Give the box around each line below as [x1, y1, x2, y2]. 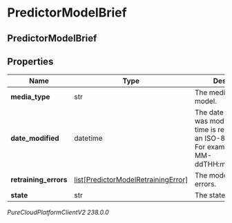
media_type [10, 92, 50, 101]
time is [194, 125, 216, 135]
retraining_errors [10, 175, 68, 184]
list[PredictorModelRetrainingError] [74, 175, 188, 184]
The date [194, 108, 224, 117]
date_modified [10, 133, 60, 143]
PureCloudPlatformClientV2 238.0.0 [7, 209, 109, 217]
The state [194, 191, 226, 200]
